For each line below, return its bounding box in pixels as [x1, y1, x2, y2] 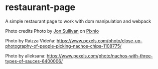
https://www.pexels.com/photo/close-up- [56, 37, 143, 44]
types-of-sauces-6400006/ [5, 58, 63, 64]
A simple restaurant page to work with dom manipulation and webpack [5, 18, 151, 24]
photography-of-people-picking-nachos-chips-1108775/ [5, 43, 122, 49]
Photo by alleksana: [5, 52, 46, 59]
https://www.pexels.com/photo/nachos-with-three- [47, 52, 153, 59]
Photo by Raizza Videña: [5, 37, 56, 44]
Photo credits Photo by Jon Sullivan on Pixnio [5, 28, 99, 34]
